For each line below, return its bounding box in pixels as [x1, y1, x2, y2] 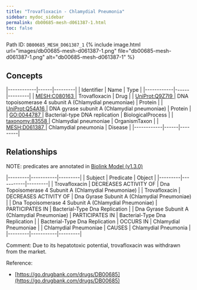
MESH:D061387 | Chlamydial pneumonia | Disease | [6, 124, 131, 131]
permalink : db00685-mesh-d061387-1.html [6, 19, 107, 25]
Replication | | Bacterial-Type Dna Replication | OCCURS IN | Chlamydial [6, 218, 181, 225]
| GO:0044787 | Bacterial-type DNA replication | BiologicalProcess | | [6, 111, 173, 118]
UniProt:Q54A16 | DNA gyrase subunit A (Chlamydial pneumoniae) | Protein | [6, 105, 191, 112]
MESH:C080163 [35, 92, 74, 100]
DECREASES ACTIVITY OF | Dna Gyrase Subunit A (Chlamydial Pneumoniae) [6, 192, 192, 200]
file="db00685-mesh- [118, 48, 172, 55]
